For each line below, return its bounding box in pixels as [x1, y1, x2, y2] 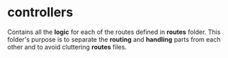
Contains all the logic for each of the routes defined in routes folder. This [7, 28, 221, 36]
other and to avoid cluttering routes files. [7, 42, 127, 51]
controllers [7, 4, 74, 21]
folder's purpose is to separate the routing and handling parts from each [7, 35, 221, 43]
